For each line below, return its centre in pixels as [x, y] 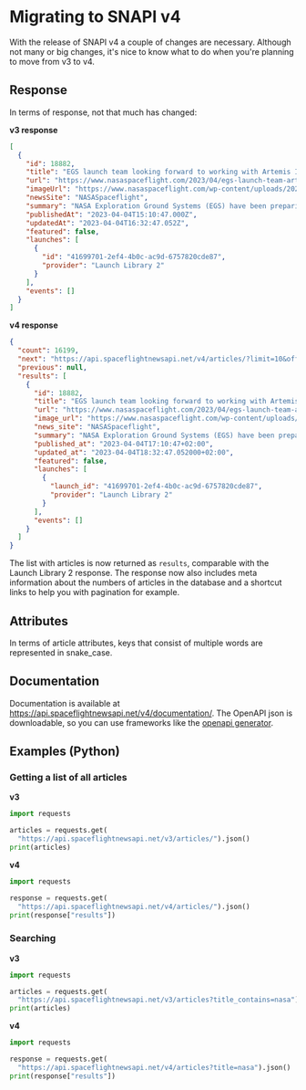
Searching [33, 938]
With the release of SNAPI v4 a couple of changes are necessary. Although [150, 42]
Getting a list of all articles [68, 778]
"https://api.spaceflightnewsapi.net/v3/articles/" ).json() [134, 839]
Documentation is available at [65, 703]
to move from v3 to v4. [52, 61]
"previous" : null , [53, 367]
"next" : [32, 359]
